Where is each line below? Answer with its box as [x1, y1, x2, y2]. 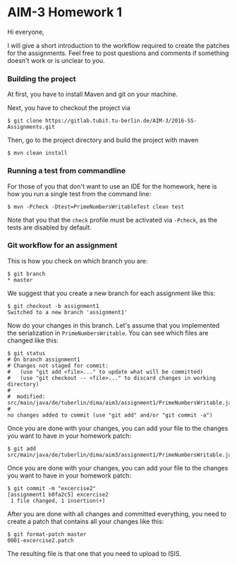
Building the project [7, 73, 76, 83]
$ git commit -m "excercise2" [7, 484, 97, 492]
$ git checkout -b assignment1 [7, 302, 99, 309]
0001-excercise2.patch [7, 537, 74, 544]
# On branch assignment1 [7, 356, 80, 363]
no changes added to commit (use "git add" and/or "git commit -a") [7, 411, 213, 419]
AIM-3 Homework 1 [7, 4, 122, 20]
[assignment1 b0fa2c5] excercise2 [7, 491, 109, 498]
